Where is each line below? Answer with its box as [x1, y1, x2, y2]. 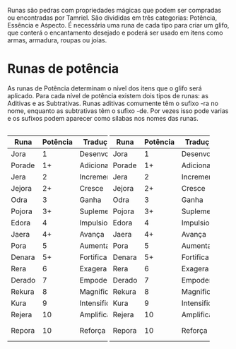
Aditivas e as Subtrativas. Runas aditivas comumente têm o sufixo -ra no [7, 99, 219, 107]
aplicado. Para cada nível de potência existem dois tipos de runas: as [7, 91, 208, 100]
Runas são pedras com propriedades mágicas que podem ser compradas [7, 6, 221, 14]
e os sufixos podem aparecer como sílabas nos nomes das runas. [7, 114, 199, 122]
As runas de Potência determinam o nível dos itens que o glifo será [7, 84, 203, 93]
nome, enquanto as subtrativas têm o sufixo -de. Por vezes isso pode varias [7, 106, 229, 115]
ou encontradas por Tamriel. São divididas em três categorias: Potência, [7, 13, 218, 22]
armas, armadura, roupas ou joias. [7, 36, 107, 45]
